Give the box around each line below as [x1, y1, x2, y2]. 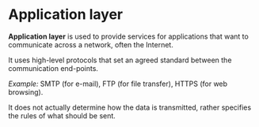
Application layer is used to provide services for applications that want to [8, 32, 249, 41]
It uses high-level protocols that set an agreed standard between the [8, 55, 232, 65]
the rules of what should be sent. [8, 110, 116, 120]
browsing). [8, 87, 44, 96]
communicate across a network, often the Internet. [8, 39, 174, 49]
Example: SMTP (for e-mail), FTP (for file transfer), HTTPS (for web [8, 79, 228, 88]
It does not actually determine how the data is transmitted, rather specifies [8, 103, 252, 112]
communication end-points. [8, 63, 99, 73]
